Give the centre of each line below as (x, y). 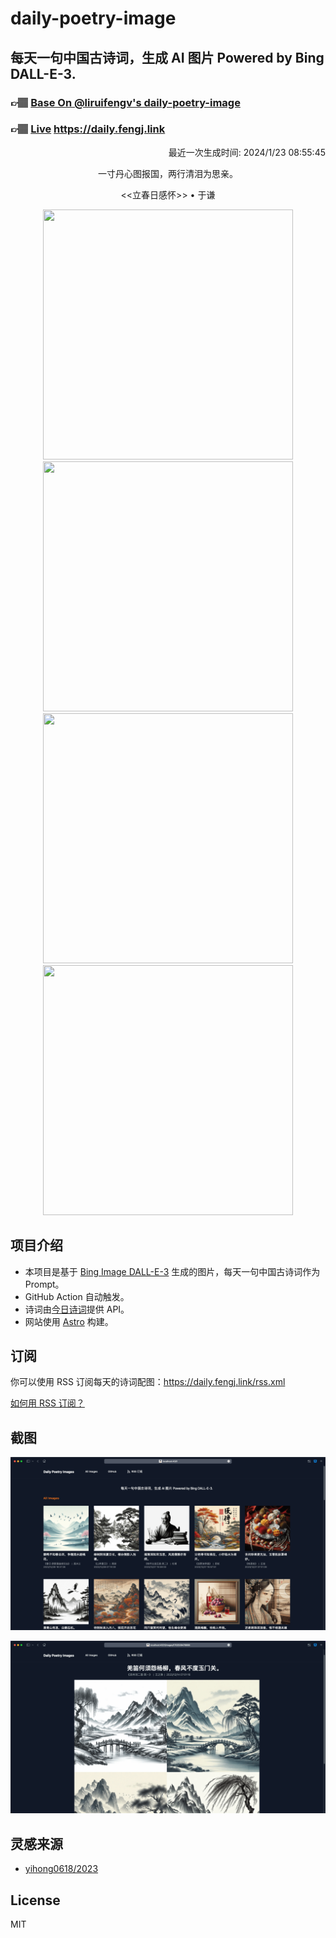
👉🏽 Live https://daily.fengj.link (88, 129)
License (35, 1900)
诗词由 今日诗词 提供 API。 (77, 1309)
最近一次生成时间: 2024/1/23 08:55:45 (247, 152)
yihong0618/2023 (61, 1869)
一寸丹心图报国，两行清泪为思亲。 (168, 173)
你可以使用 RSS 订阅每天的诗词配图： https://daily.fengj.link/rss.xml (148, 1382)
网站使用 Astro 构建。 (69, 1321)
